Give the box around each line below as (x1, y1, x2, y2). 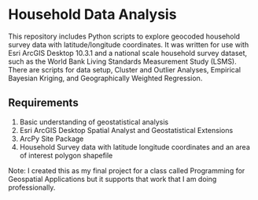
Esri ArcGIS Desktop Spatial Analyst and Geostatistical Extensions (19, 125, 234, 135)
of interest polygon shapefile (19, 150, 113, 160)
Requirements (8, 96, 79, 109)
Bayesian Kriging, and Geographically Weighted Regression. (8, 73, 203, 83)
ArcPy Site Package (19, 134, 84, 143)
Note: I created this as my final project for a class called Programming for (8, 165, 245, 175)
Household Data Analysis (8, 6, 177, 24)
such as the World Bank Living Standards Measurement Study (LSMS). (8, 57, 238, 66)
